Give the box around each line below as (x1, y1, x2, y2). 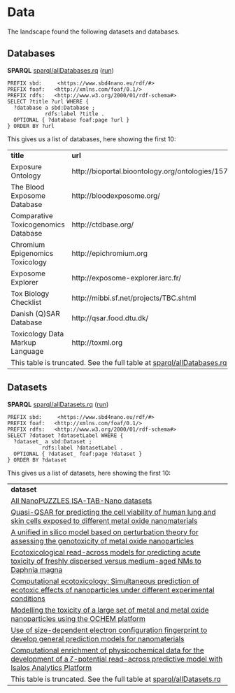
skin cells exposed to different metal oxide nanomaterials (10, 515, 198, 525)
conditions (10, 594, 45, 603)
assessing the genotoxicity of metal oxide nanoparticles (10, 536, 194, 545)
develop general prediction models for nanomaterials (10, 634, 185, 643)
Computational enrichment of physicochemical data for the (10, 645, 204, 655)
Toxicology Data (10, 329, 64, 338)
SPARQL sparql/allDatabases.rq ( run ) (7, 66, 114, 74)
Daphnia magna (10, 564, 63, 574)
